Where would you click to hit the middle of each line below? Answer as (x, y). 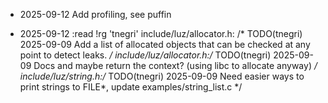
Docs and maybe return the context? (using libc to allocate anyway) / (175, 65)
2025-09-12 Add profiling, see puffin (95, 14)
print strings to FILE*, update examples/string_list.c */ (131, 87)
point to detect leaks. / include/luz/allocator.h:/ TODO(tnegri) (145, 55)
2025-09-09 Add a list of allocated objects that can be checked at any (165, 44)
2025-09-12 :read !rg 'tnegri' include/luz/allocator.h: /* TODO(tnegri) (161, 33)
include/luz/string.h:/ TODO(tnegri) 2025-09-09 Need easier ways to (162, 76)
